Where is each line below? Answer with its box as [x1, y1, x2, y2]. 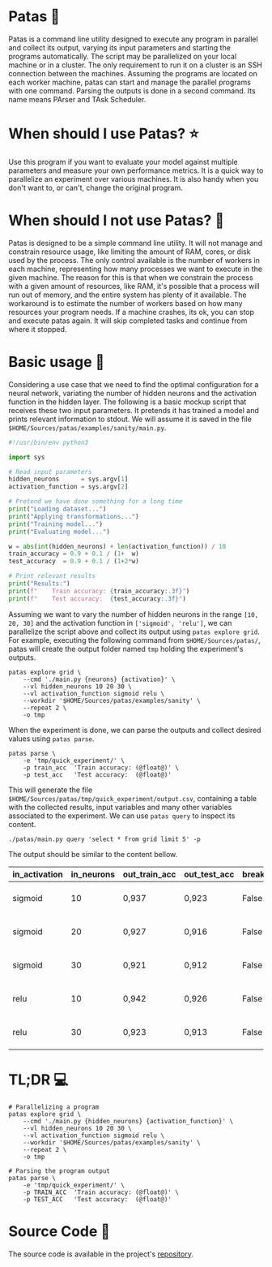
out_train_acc [122, 868, 176, 880]
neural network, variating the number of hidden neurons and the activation [8, 388, 257, 398]
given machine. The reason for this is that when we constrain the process [8, 272, 253, 282]
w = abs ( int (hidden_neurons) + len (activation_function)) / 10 [8, 542, 227, 550]
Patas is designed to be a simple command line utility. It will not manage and [8, 238, 263, 248]
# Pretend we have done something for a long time [8, 498, 183, 506]
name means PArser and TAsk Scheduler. [8, 94, 147, 104]
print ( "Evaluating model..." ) [8, 528, 111, 536]
